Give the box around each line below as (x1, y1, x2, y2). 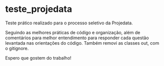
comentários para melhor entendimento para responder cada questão (5, 35, 149, 41)
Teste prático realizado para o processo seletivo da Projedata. (5, 20, 133, 26)
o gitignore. (5, 45, 29, 51)
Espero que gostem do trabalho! (5, 55, 71, 61)
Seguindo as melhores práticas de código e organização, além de (5, 29, 140, 35)
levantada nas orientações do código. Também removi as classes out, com (5, 40, 159, 46)
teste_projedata (5, 3, 72, 15)
